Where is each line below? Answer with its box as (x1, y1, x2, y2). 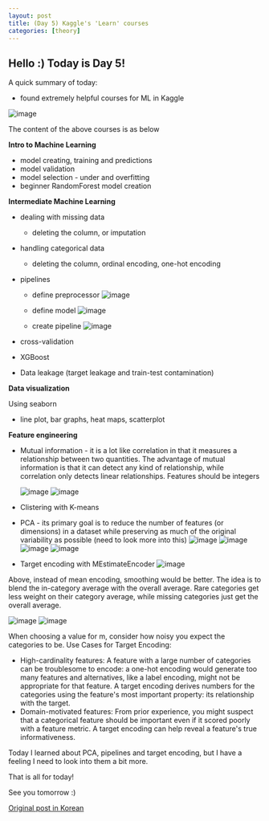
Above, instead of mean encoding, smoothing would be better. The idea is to (8, 575, 262, 585)
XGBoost (19, 353, 50, 362)
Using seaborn (8, 399, 58, 409)
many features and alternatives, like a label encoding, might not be (19, 672, 241, 683)
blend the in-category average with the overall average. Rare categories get (8, 583, 259, 593)
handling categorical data (19, 243, 105, 253)
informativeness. (19, 733, 76, 742)
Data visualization (8, 383, 70, 394)
